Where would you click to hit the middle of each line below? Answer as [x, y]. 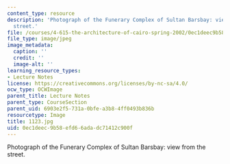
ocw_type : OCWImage [35, 90]
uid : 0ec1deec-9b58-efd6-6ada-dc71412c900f [70, 128]
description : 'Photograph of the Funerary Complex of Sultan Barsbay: [110, 20]
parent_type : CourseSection [47, 102]
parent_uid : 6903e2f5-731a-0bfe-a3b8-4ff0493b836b [81, 109]
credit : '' [29, 58]
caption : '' [30, 52]
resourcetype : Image [37, 115]
